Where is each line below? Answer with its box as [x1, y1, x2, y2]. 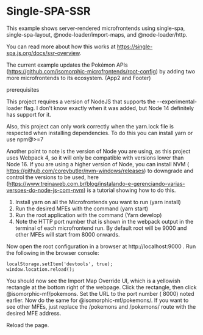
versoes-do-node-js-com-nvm [6, 186, 84, 194]
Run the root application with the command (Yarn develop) [15, 211, 162, 218]
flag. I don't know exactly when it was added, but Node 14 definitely [23, 104, 194, 111]
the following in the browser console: [6, 249, 99, 256]
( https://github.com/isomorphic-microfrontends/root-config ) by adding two [6, 67, 196, 75]
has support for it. [6, 111, 52, 118]
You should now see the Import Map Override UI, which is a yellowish [6, 277, 181, 284]
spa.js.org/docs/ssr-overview [6, 49, 80, 56]
